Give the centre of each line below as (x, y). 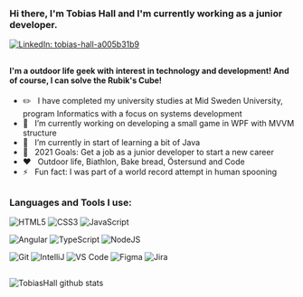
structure (39, 133)
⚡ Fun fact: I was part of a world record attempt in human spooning (150, 172)
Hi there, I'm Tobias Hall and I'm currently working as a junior (146, 14)
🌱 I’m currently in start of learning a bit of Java (111, 143)
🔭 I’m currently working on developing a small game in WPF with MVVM (158, 124)
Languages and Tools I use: (71, 202)
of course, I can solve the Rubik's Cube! (86, 80)
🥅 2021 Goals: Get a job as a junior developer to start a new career (148, 153)
